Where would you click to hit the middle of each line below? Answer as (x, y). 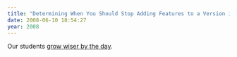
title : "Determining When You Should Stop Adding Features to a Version (116, 14)
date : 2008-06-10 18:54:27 (47, 20)
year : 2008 (23, 26)
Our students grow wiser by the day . (60, 47)
